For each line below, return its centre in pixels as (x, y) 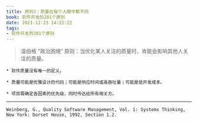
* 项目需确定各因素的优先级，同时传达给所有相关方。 (61, 94)
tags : (13, 28)
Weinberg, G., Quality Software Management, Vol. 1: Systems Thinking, (96, 110)
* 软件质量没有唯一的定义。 (35, 71)
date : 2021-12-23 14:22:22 (39, 22)
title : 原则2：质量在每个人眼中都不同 (47, 12)
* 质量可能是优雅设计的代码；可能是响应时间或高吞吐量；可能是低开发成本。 (85, 82)
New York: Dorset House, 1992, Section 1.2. (62, 115)
